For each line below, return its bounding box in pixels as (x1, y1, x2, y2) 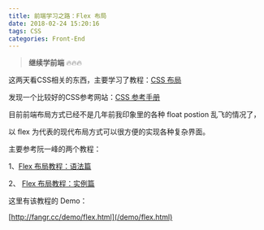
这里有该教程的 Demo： (8, 196, 88, 206)
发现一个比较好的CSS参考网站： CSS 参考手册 (8, 93, 161, 102)
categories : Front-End (8, 34, 85, 43)
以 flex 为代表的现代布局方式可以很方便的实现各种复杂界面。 (8, 127, 210, 137)
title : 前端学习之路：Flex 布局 (8, 11, 107, 20)
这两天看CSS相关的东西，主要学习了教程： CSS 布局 (8, 75, 182, 85)
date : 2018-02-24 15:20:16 (8, 20, 100, 28)
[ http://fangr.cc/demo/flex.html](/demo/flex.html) (8, 212, 173, 222)
